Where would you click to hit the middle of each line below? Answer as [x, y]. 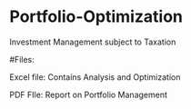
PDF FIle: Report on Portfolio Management [89, 94]
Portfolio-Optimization [96, 17]
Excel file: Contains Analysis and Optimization [95, 77]
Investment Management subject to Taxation [93, 42]
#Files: [22, 59]
